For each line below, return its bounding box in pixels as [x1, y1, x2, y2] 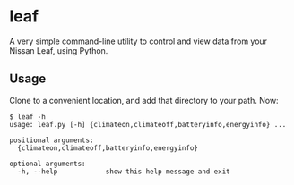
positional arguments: [9, 136, 94, 145]
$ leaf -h [9, 112, 47, 122]
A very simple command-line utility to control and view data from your [9, 36, 267, 46]
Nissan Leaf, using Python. [9, 45, 108, 55]
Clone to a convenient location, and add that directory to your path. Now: [9, 95, 280, 105]
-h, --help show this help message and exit [17, 167, 230, 176]
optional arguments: [9, 159, 87, 168]
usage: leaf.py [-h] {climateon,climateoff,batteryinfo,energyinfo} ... [9, 120, 287, 129]
